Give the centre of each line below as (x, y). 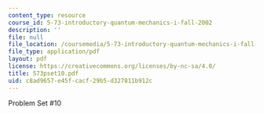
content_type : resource (47, 15)
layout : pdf (27, 59)
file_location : (33, 45)
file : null (26, 37)
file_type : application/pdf (54, 52)
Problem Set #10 (35, 103)
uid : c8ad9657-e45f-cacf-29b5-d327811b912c (81, 80)
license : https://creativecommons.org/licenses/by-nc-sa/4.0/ (112, 66)
